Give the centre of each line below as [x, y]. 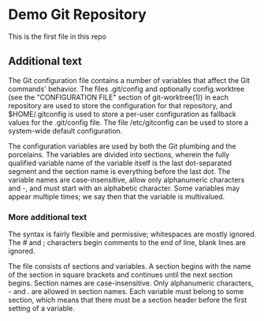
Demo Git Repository [78, 15]
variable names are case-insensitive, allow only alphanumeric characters [126, 179]
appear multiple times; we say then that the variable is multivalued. [117, 196]
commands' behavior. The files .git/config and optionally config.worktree [126, 89]
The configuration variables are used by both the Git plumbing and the [122, 146]
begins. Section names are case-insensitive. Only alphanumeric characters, [131, 283]
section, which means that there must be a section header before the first [128, 300]
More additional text [48, 217]
